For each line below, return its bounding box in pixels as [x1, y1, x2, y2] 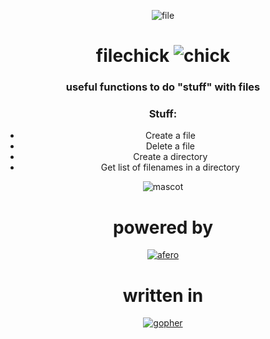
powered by [112, 216, 214, 239]
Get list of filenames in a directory [100, 161, 240, 174]
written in [122, 284, 204, 307]
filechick [95, 45, 170, 67]
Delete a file [145, 140, 196, 152]
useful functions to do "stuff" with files [65, 80, 261, 94]
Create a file [144, 130, 196, 142]
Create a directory [133, 151, 208, 163]
